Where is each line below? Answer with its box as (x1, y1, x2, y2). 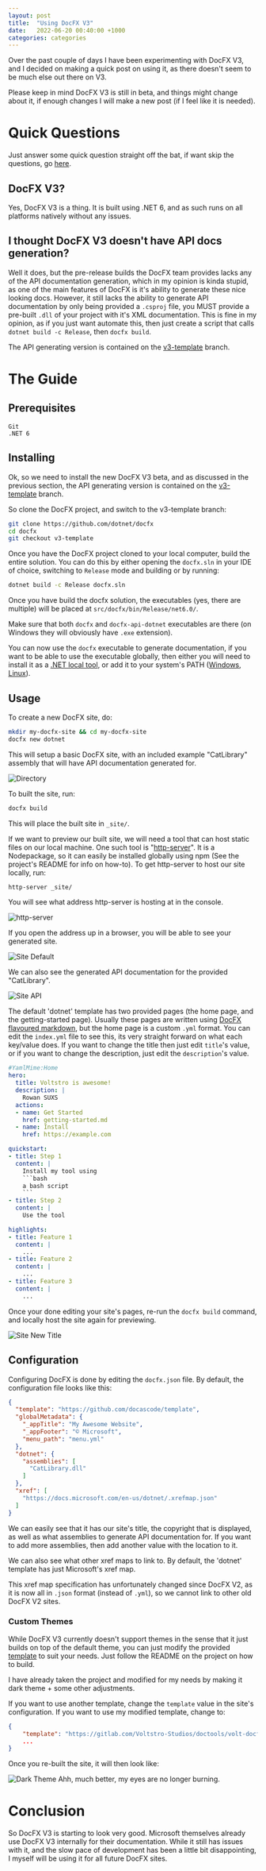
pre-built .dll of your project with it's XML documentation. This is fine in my (8, 310, 257, 319)
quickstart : (8, 1145, 47, 1153)
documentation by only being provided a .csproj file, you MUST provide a (8, 301, 249, 311)
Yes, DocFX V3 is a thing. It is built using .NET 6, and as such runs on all (8, 203, 243, 212)
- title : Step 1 (8, 1152, 62, 1160)
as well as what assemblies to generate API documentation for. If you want (8, 1532, 252, 1541)
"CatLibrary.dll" (28, 1464, 87, 1473)
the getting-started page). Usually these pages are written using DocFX (8, 1015, 241, 1024)
